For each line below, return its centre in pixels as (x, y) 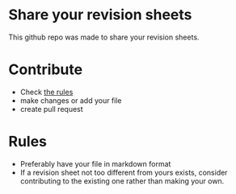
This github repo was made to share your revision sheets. (104, 37)
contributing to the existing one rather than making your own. (122, 181)
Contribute (46, 70)
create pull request (51, 109)
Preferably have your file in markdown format (95, 163)
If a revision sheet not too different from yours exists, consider (124, 172)
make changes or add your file (71, 100)
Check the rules (46, 92)
